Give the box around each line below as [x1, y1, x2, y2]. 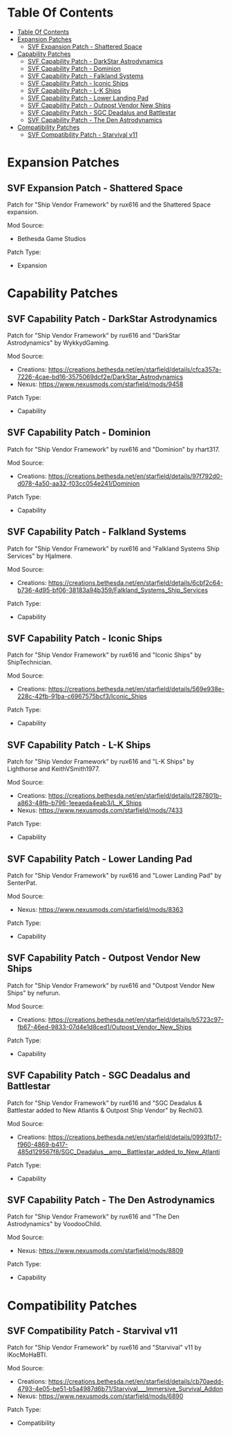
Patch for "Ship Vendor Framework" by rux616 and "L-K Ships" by [7, 758, 195, 766]
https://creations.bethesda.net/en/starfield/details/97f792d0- [48, 472, 223, 480]
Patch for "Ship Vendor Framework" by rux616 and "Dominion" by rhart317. [7, 445, 220, 453]
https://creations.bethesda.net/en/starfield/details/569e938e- [48, 685, 225, 694]
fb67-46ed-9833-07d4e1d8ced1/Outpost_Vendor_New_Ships [17, 1022, 192, 1031]
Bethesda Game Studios [17, 234, 86, 242]
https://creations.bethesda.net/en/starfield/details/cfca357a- [48, 365, 222, 374]
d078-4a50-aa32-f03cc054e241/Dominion [17, 479, 140, 488]
